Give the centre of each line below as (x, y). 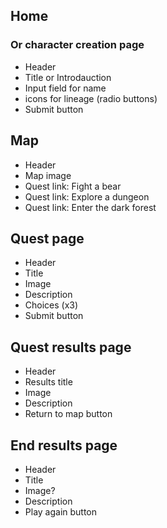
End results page (64, 445)
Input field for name (65, 88)
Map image (48, 175)
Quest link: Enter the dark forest (90, 207)
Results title (48, 382)
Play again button (61, 511)
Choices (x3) (51, 305)
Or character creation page (77, 45)
